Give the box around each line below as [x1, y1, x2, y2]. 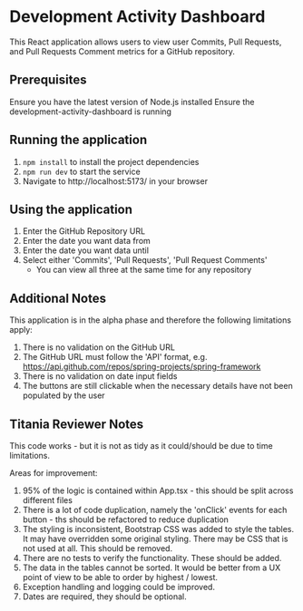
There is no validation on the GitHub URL [22, 342, 175, 353]
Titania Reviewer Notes [9, 416, 144, 432]
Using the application [9, 201, 133, 217]
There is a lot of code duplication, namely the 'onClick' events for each [22, 505, 288, 515]
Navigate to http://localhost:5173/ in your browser [22, 175, 209, 187]
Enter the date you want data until [22, 245, 150, 256]
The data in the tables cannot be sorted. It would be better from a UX [22, 562, 281, 573]
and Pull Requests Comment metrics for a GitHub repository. [9, 45, 236, 56]
